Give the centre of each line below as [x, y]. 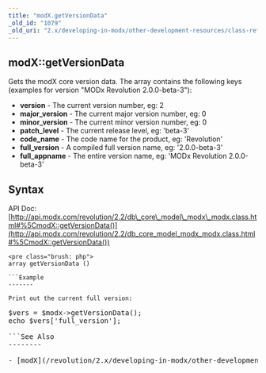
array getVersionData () [49, 263]
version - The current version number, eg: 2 [91, 106]
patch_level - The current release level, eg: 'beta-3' [104, 131]
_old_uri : [25, 30]
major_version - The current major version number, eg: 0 [113, 114]
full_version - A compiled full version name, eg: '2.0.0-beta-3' [121, 148]
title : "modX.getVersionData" [58, 15]
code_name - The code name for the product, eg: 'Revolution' [121, 139]
